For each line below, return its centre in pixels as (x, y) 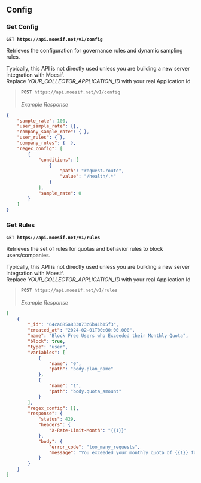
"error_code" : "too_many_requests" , (95, 447)
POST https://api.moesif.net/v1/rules (69, 290)
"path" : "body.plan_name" (81, 369)
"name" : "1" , (65, 386)
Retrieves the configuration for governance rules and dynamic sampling (95, 50)
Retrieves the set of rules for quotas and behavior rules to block (85, 248)
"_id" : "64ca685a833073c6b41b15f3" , (73, 325)
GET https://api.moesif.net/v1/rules (53, 238)
